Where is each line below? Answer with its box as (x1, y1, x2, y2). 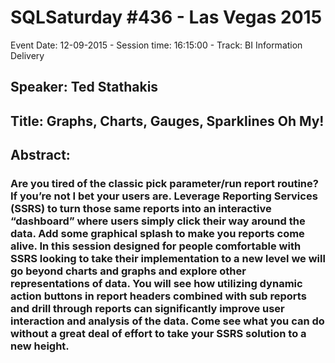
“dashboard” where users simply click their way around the (10, 214, 306, 228)
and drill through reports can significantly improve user (10, 302, 285, 316)
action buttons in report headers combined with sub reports (10, 289, 307, 303)
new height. (10, 339, 70, 353)
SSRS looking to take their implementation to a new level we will (10, 252, 326, 266)
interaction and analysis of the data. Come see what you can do (10, 314, 325, 328)
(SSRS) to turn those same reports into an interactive (10, 202, 272, 216)
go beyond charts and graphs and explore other (10, 264, 247, 278)
